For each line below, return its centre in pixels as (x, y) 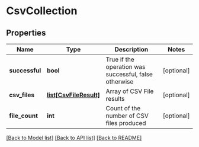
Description (131, 49)
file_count (24, 116)
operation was (126, 67)
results (115, 99)
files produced (126, 123)
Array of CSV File (130, 91)
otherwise (120, 82)
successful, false (129, 74)
